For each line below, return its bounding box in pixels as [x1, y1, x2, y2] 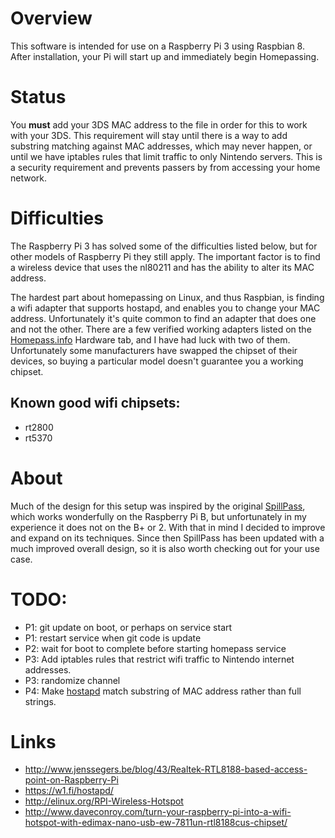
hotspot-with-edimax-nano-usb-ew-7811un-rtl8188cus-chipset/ [24, 817, 288, 829]
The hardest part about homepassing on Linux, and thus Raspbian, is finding [10, 291, 325, 303]
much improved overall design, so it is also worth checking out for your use [10, 542, 320, 554]
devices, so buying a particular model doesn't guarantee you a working [10, 355, 304, 367]
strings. [24, 695, 57, 707]
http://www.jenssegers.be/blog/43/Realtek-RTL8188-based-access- [24, 763, 308, 776]
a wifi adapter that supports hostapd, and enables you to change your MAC [10, 302, 321, 314]
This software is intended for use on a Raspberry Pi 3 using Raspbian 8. [10, 40, 305, 52]
